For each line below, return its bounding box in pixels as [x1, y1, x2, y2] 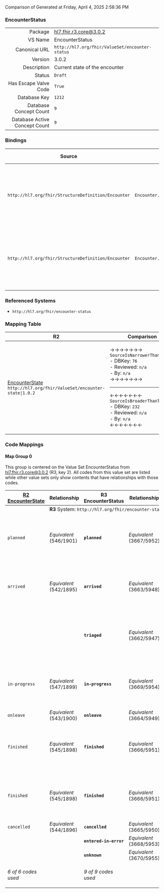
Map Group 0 [5, 453, 33, 459]
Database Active [11, 116, 50, 123]
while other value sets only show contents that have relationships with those [5, 474, 159, 480]
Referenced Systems [5, 297, 56, 304]
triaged [83, 632, 102, 638]
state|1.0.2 [7, 390, 36, 395]
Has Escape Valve [8, 80, 50, 87]
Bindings [5, 137, 27, 144]
